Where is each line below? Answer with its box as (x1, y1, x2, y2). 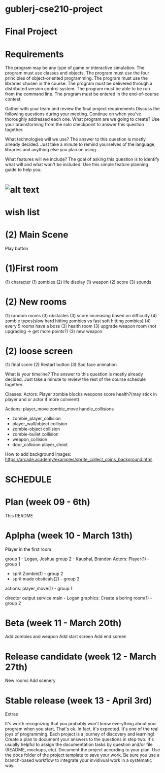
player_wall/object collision (12, 421, 67, 427)
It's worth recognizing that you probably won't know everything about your (5, 721, 158, 727)
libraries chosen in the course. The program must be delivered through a (5, 80, 153, 87)
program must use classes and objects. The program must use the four (5, 70, 149, 76)
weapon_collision (12, 437, 48, 442)
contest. (5, 96, 22, 102)
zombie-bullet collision (12, 431, 59, 437)
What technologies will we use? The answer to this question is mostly (5, 136, 146, 142)
